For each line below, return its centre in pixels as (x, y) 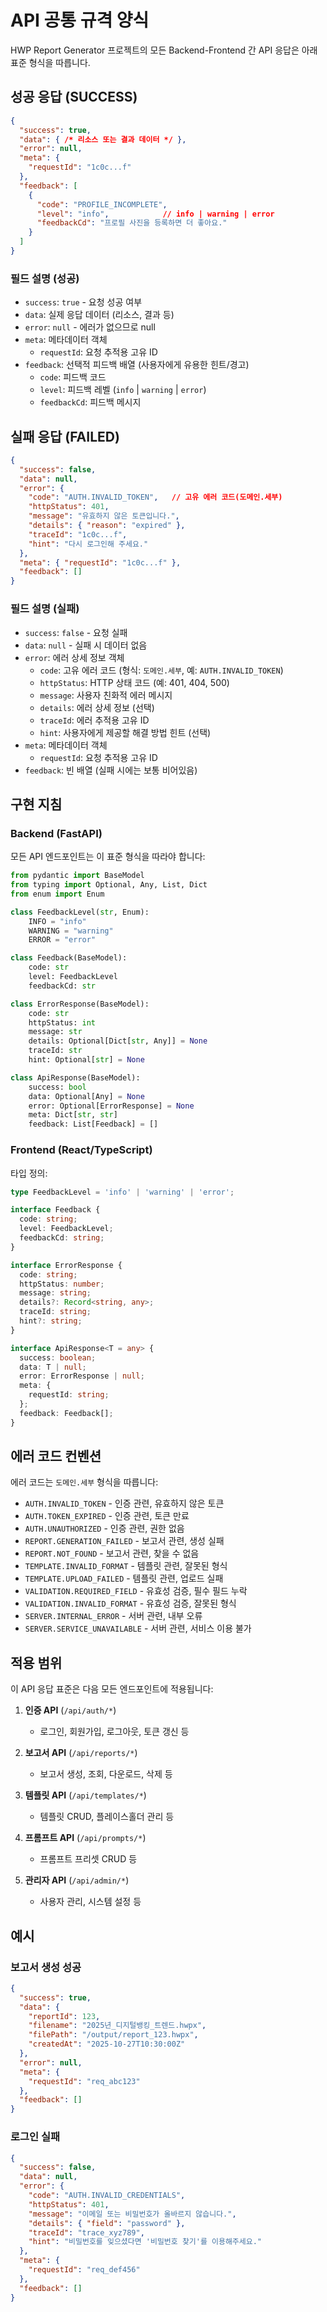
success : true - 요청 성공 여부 (83, 302)
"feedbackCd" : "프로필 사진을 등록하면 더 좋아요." (132, 223)
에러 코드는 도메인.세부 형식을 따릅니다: (84, 1482)
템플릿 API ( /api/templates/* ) (85, 1795)
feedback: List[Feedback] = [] (93, 1124)
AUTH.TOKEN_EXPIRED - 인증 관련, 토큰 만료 (107, 1516)
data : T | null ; (53, 1367)
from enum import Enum (57, 894)
